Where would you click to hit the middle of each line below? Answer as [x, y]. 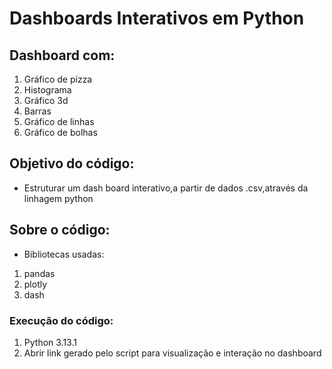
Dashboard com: [62, 55]
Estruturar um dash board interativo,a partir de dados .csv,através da [166, 188]
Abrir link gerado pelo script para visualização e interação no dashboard [172, 353]
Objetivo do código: [72, 163]
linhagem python [58, 198]
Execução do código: [61, 320]
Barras [37, 111]
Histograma [47, 90]
